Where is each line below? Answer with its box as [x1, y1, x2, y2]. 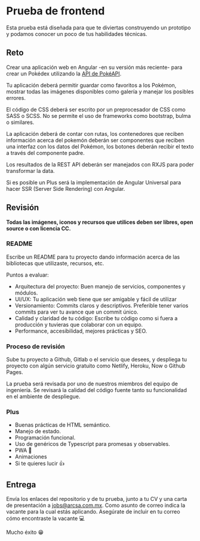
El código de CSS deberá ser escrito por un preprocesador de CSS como [6, 106, 186, 113]
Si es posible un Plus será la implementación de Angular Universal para [6, 178, 181, 186]
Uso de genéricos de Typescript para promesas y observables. [14, 440, 170, 448]
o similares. [6, 118, 35, 126]
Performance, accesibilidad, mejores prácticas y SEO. [14, 327, 147, 335]
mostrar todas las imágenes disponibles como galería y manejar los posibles [6, 88, 194, 95]
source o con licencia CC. [6, 224, 71, 232]
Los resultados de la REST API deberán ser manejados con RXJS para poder [6, 160, 194, 168]
